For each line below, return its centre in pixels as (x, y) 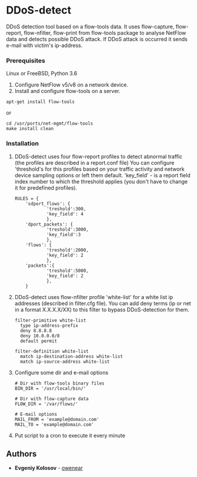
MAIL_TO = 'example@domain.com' (54, 425)
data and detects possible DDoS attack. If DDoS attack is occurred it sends (97, 39)
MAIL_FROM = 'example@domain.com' (57, 419)
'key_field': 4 (65, 214)
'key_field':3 (64, 234)
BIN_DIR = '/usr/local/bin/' (50, 388)
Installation (23, 144)
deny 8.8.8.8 (36, 330)
